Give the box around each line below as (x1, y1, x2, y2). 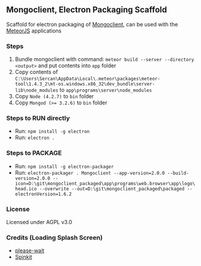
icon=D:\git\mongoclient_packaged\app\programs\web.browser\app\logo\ (14, 180, 196, 186)
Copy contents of (14, 68, 58, 75)
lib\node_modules (14, 87, 59, 93)
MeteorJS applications (6, 27, 62, 34)
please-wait (14, 247, 45, 254)
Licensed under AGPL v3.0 (6, 219, 73, 225)
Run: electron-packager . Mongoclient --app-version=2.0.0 (14, 169, 165, 176)
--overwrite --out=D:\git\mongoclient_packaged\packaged (39, 186, 185, 192)
